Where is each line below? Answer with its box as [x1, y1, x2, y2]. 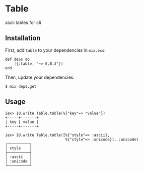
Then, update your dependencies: [5, 74, 74, 80]
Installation [5, 34, 41, 42]
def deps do [5, 57, 30, 62]
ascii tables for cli [5, 19, 41, 25]
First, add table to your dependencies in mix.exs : [5, 47, 106, 53]
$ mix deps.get [5, 84, 37, 89]
